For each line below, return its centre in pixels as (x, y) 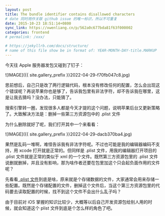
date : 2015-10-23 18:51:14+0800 (38, 23)
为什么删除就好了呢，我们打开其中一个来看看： (52, 124)
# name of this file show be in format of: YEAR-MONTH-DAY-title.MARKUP (81, 50)
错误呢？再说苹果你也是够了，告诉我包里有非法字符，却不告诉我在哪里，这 (84, 91)
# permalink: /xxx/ (25, 37)
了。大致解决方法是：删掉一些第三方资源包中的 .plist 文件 (63, 114)
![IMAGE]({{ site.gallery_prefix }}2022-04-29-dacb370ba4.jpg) (69, 134)
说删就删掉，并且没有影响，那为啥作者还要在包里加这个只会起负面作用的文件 (82, 162)
